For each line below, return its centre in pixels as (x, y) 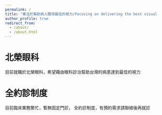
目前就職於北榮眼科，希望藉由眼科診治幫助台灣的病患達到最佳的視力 (73, 72)
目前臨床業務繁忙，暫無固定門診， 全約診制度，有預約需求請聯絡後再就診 (78, 108)
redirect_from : (20, 23)
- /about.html (23, 32)
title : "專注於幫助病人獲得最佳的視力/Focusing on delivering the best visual (81, 14)
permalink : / (18, 9)
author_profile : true (27, 18)
